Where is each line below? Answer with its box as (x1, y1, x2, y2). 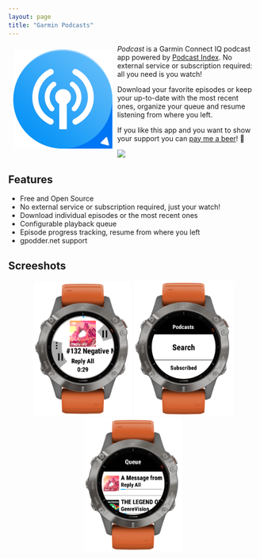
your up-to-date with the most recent (117, 93, 239, 102)
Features (8, 173, 53, 186)
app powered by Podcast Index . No (117, 52, 232, 62)
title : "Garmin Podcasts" (8, 21, 94, 29)
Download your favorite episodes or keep (117, 84, 252, 94)
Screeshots (8, 258, 67, 273)
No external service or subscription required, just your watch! (19, 202, 220, 212)
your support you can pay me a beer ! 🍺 (117, 133, 245, 143)
